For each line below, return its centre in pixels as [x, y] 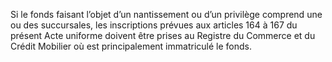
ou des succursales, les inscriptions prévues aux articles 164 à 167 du [154, 25]
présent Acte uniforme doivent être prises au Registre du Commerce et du [163, 35]
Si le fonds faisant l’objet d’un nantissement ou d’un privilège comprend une [166, 14]
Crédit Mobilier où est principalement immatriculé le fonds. [131, 46]
